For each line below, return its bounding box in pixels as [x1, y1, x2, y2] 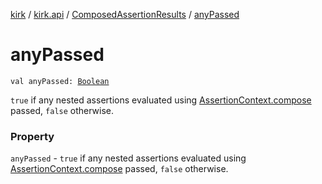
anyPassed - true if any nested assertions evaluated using [10, 152, 247, 164]
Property [10, 129, 55, 143]
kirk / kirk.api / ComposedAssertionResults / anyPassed [10, 9, 240, 20]
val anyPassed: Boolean [10, 76, 110, 86]
